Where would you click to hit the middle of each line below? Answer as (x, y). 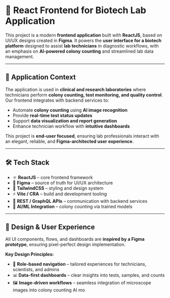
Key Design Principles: (30, 254)
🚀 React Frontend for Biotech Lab (76, 10)
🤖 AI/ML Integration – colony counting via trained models (72, 206)
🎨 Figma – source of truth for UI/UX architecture (62, 183)
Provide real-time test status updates (52, 115)
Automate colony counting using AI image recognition (70, 110)
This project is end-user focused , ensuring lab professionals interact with (82, 136)
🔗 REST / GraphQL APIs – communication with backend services (80, 201)
